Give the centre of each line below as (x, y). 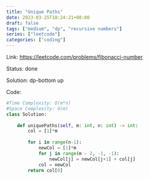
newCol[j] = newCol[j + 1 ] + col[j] (92, 159)
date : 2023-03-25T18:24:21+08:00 (48, 17)
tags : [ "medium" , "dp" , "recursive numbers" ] (64, 29)
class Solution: (26, 114)
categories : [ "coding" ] (36, 40)
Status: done (22, 69)
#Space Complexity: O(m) (37, 108)
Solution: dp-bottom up (35, 80)
